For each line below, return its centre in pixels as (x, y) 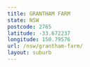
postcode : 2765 (30, 27)
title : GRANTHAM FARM (39, 14)
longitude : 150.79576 (39, 40)
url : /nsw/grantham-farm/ (45, 46)
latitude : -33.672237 (39, 33)
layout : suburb (30, 53)
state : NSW (23, 20)
